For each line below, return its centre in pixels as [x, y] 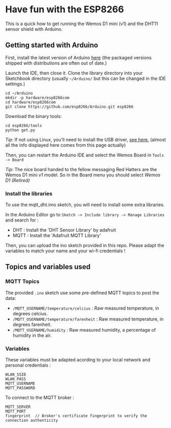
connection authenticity [32, 421]
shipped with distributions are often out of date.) [56, 63]
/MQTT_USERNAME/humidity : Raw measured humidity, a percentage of [84, 330]
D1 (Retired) [18, 180]
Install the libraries [29, 193]
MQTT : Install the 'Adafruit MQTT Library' [57, 236]
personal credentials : [28, 365]
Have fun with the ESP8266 [65, 9]
